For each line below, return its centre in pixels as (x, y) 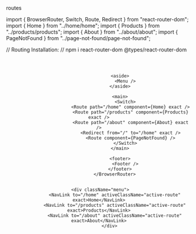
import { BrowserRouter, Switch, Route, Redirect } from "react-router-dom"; (97, 19)
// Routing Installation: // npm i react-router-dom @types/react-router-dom (97, 50)
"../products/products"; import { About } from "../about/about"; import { (92, 32)
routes (14, 8)
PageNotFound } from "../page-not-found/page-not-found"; (79, 38)
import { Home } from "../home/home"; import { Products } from (83, 26)
